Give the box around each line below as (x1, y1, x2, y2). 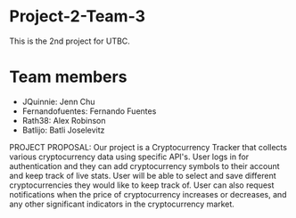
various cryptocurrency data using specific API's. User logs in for (9, 151, 250, 162)
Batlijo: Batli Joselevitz (21, 125, 105, 135)
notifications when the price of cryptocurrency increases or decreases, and (9, 189, 287, 199)
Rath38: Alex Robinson (21, 115, 106, 125)
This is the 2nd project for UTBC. (9, 36, 131, 46)
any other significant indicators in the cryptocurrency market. (9, 198, 234, 209)
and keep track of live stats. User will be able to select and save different (9, 170, 276, 181)
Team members (9, 67, 127, 87)
